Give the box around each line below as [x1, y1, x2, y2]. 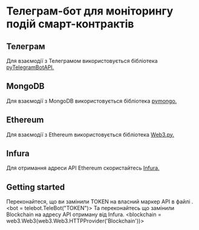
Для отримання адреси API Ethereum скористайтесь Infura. [6, 165, 160, 172]
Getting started [6, 182, 65, 192]
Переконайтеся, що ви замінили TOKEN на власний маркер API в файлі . [6, 198, 194, 205]
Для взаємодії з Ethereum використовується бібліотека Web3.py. [6, 131, 174, 138]
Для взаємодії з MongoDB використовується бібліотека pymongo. [6, 97, 177, 104]
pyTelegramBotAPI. [6, 64, 54, 71]
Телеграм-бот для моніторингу [6, 4, 174, 18]
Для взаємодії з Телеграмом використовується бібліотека [6, 57, 158, 64]
